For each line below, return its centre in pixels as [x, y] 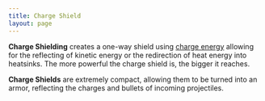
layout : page [30, 23]
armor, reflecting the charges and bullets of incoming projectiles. [116, 88]
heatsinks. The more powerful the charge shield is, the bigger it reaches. [129, 63]
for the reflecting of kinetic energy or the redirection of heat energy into [128, 55]
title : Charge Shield [45, 16]
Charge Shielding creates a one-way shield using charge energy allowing [131, 46]
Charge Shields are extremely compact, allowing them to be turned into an [133, 79]
